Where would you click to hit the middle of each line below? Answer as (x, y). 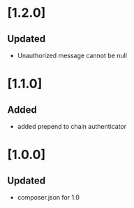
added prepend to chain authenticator (72, 126)
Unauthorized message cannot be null (72, 55)
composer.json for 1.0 (49, 197)
